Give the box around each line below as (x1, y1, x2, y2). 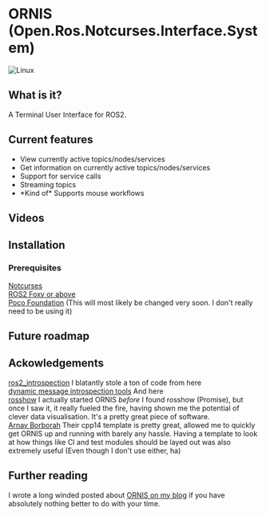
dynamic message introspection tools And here (8, 386, 164, 396)
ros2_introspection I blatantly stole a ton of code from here (8, 378, 202, 387)
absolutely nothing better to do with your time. (8, 498, 161, 508)
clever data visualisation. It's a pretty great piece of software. (8, 411, 210, 421)
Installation (8, 238, 66, 252)
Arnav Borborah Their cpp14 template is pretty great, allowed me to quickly (8, 420, 256, 430)
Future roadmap (8, 330, 90, 343)
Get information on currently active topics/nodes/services (19, 162, 211, 172)
